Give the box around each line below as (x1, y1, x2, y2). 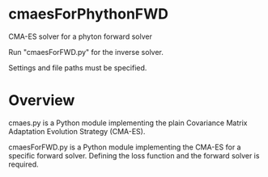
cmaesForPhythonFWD (8, 5, 168, 23)
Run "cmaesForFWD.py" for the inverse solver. (8, 47, 164, 57)
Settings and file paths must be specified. (8, 62, 147, 73)
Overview (8, 91, 75, 110)
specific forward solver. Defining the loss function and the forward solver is (8, 150, 260, 160)
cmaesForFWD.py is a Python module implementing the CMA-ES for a (8, 142, 241, 152)
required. (8, 159, 39, 169)
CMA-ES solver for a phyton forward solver (8, 32, 152, 41)
